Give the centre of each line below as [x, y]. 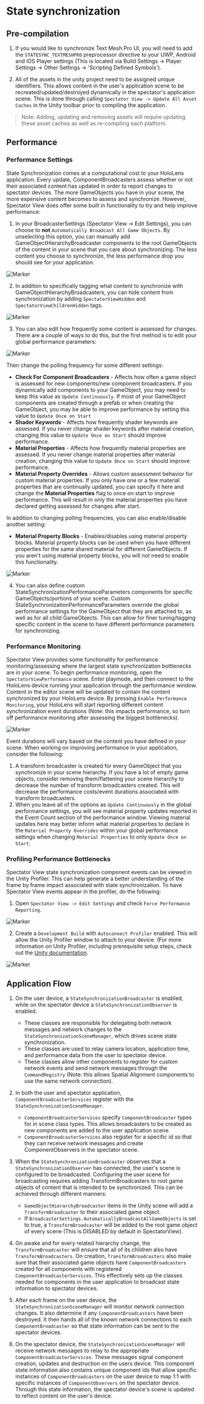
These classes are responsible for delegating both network [98, 1023]
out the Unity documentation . [52, 953]
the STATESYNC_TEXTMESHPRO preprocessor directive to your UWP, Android [105, 55]
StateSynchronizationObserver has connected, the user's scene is [98, 1168]
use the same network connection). [69, 1081]
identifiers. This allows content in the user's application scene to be [100, 86]
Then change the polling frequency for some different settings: [85, 365]
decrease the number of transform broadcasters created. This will [97, 785]
